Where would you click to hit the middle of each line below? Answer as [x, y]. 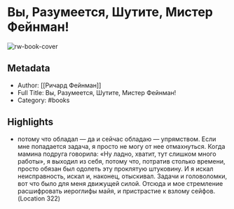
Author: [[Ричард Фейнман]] [59, 85]
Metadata [29, 68]
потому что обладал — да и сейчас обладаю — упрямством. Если [117, 139]
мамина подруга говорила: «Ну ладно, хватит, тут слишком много [117, 154]
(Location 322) [39, 198]
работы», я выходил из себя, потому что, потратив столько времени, [121, 161]
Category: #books [43, 100]
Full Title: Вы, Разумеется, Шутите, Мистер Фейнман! [97, 92]
